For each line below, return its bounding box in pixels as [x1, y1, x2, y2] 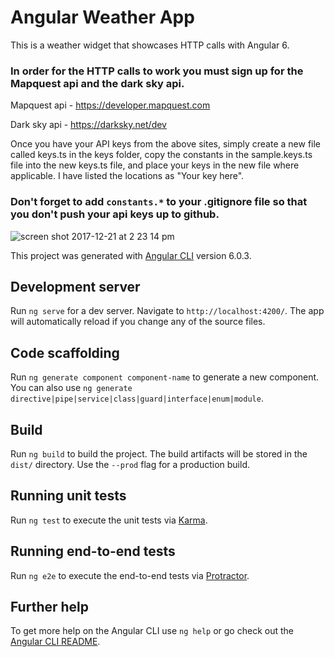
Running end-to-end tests [10, 543, 176, 560]
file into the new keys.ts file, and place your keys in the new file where [10, 159, 300, 171]
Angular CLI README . [10, 636, 101, 648]
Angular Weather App [10, 6, 195, 29]
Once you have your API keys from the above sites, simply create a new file [10, 138, 322, 150]
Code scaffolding [10, 344, 120, 361]
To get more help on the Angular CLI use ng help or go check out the [10, 625, 294, 637]
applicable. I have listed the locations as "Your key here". [10, 170, 245, 182]
